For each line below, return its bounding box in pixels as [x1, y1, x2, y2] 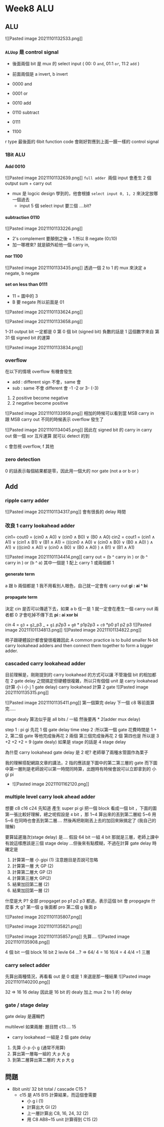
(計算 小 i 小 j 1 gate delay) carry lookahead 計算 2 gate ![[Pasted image [5, 684, 148, 690]
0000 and [12, 81, 32, 87]
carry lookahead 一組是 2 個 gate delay [12, 1034, 92, 1040]
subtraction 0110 [5, 215, 40, 220]
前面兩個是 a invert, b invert [12, 71, 68, 77]
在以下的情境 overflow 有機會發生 [5, 369, 72, 375]
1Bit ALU [5, 151, 25, 158]
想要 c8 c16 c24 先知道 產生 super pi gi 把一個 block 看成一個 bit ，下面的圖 [5, 805, 157, 811]
